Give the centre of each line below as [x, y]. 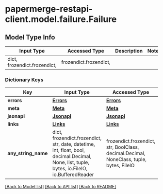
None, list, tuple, [71, 162]
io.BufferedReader [73, 175]
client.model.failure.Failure [61, 19]
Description [129, 51]
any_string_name [28, 153]
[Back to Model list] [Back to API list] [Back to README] [61, 187]
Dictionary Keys [24, 80]
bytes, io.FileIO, [70, 169]
